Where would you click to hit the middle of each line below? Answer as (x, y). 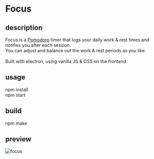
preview (18, 139)
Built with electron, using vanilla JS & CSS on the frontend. (67, 61)
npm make (16, 123)
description (24, 28)
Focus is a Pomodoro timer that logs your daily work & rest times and (77, 40)
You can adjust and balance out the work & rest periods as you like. (76, 51)
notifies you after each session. (38, 45)
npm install (17, 89)
